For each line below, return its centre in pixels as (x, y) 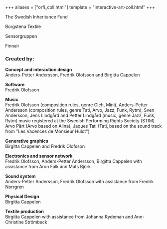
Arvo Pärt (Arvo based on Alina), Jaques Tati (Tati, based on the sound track (83, 126)
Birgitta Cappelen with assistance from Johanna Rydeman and (69, 217)
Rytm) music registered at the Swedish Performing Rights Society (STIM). (81, 121)
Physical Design (22, 197)
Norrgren (14, 187)
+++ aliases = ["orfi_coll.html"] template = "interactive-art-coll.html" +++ (80, 7)
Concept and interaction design (39, 70)
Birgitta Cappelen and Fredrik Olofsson (45, 146)
